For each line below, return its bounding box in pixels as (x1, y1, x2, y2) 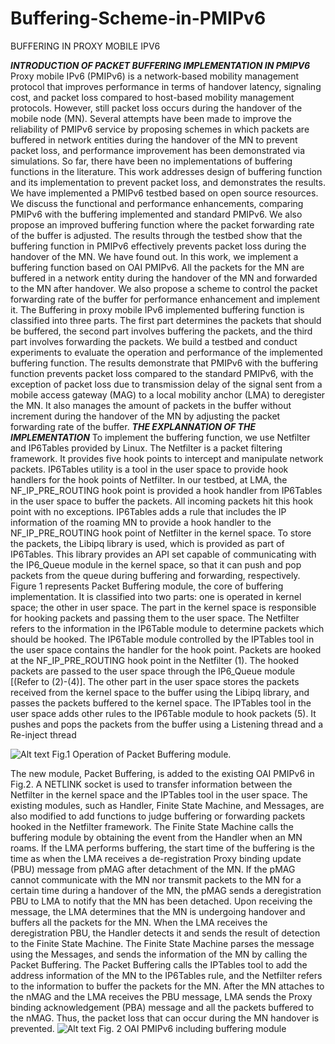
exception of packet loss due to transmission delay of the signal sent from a (10, 378, 323, 390)
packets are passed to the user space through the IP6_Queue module (10, 665, 296, 677)
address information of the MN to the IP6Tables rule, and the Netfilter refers (10, 969, 323, 981)
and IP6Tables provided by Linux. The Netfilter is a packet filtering (10, 442, 283, 454)
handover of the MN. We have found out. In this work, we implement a (10, 250, 299, 262)
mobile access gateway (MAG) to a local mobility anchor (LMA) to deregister (10, 388, 326, 401)
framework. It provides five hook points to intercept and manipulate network (10, 452, 324, 464)
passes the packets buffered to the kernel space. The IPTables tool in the (10, 697, 312, 709)
